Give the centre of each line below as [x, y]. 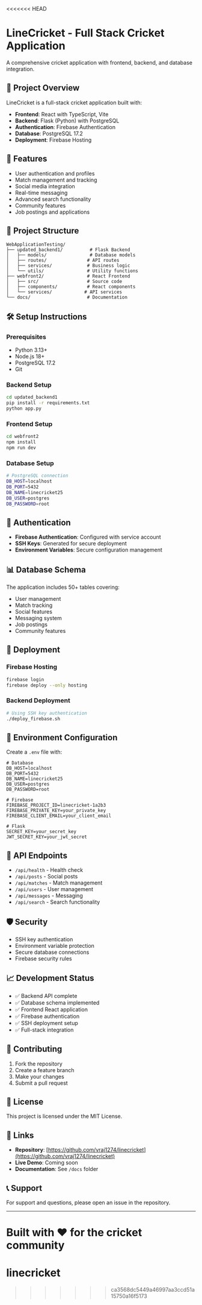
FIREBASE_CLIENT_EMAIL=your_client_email [59, 816]
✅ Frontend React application [51, 1009]
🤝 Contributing [34, 1049]
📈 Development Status [50, 978]
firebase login [25, 679]
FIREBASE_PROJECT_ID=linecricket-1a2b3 [56, 805]
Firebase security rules [43, 958]
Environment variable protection [55, 946]
